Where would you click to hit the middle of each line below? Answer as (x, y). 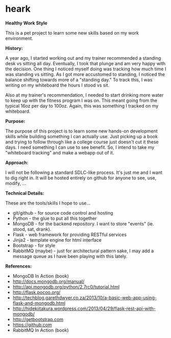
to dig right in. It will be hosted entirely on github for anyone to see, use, (81, 178)
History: (14, 48)
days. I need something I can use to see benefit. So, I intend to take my (80, 147)
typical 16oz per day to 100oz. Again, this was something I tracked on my (82, 106)
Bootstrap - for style (34, 245)
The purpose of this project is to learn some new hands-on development (82, 131)
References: (19, 266)
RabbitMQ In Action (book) (41, 330)
